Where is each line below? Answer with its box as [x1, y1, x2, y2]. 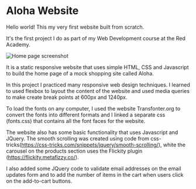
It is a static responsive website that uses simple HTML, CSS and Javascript [6, 63, 189, 71]
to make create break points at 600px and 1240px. [6, 94, 128, 101]
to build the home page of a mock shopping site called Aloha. [6, 70, 154, 77]
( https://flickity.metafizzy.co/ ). [6, 153, 79, 160]
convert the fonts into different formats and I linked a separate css [6, 111, 166, 118]
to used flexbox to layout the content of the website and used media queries [6, 87, 190, 94]
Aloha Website [6, 4, 79, 18]
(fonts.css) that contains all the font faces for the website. [6, 117, 146, 124]
